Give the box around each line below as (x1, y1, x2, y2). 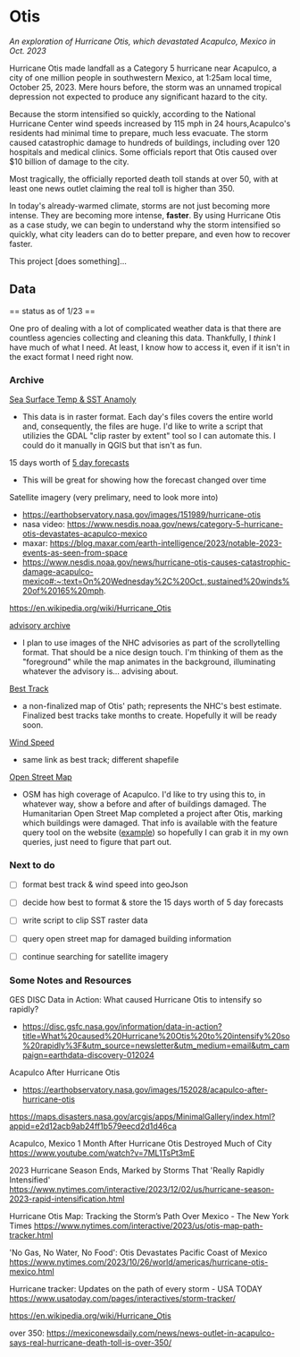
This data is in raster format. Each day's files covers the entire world (21, 412, 274, 422)
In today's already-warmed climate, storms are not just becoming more (9, 200, 271, 211)
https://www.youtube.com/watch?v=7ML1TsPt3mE (9, 1148, 196, 1158)
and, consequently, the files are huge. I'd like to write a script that (21, 421, 263, 431)
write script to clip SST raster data (21, 915, 149, 926)
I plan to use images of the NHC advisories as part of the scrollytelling (21, 637, 280, 648)
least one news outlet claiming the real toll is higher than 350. (9, 183, 235, 193)
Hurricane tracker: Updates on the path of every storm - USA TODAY (9, 1283, 262, 1294)
